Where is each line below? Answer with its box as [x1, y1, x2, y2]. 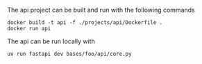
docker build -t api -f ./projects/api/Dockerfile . [7, 19, 163, 26]
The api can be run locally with [7, 37, 95, 45]
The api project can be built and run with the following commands [7, 6, 196, 14]
